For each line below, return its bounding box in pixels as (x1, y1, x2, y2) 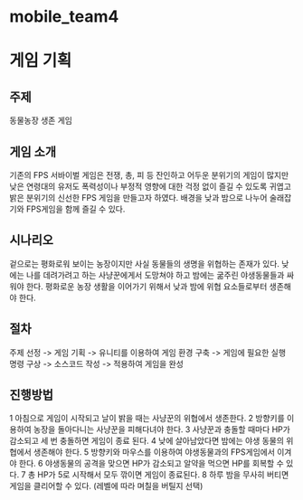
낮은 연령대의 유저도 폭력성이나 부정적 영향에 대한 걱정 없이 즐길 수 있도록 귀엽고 (9, 181, 292, 192)
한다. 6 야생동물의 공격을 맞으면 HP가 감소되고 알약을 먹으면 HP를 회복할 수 (18, 458, 285, 469)
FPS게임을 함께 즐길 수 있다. (25, 203, 126, 214)
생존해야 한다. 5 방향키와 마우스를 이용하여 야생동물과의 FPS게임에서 (33, 447, 276, 458)
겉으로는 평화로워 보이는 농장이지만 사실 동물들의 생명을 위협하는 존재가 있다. (9, 258, 280, 269)
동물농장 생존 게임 (9, 115, 72, 126)
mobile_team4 (9, 6, 119, 27)
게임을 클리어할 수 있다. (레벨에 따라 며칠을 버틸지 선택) (9, 481, 204, 492)
